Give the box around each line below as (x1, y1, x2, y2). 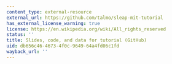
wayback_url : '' (6, 49, 48, 55)
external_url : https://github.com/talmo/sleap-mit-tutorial (6, 15, 164, 21)
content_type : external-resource (6, 9, 92, 15)
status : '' (6, 32, 34, 38)
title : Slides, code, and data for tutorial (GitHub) (6, 37, 147, 43)
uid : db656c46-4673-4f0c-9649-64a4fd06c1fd (6, 43, 120, 49)
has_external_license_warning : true (6, 20, 100, 26)
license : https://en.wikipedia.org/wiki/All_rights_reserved (6, 26, 166, 32)
